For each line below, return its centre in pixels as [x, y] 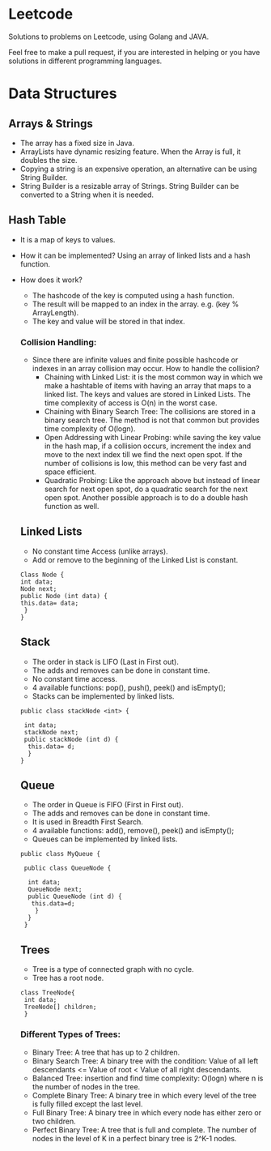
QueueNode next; [55, 890]
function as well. [72, 507]
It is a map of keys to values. [68, 239]
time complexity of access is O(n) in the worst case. [131, 403]
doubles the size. [49, 160]
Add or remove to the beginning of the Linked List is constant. [135, 559]
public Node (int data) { [64, 596]
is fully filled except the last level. [87, 1104]
